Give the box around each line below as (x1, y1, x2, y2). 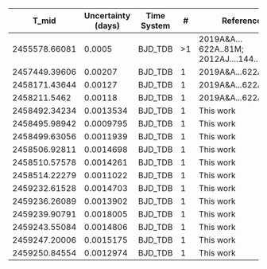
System (140, 20, 171, 31)
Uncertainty (83, 10, 131, 21)
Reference (221, 15, 262, 26)
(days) (95, 20, 121, 31)
